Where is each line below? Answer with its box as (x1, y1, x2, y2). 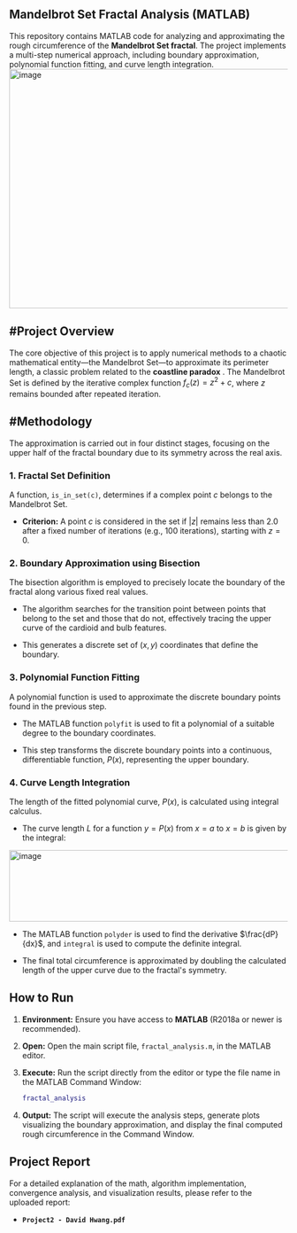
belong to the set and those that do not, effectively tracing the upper (21, 613, 272, 624)
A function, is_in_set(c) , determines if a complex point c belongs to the (9, 489, 273, 500)
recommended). (21, 1023, 81, 1034)
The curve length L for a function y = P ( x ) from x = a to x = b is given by (21, 823, 287, 834)
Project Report (9, 1154, 91, 1169)
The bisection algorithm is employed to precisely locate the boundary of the (9, 577, 286, 588)
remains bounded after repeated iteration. (9, 389, 162, 400)
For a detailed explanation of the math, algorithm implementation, (9, 1178, 247, 1189)
